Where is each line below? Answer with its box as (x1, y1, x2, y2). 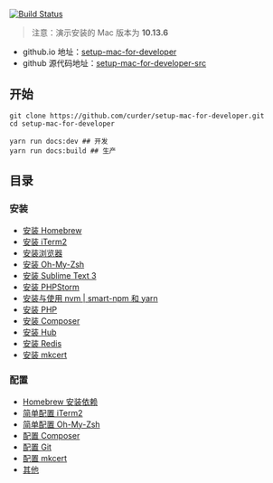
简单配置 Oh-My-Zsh (22, 419, 101, 430)
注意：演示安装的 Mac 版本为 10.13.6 (31, 27, 169, 38)
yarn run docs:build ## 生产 (9, 146, 117, 156)
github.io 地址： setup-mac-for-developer (22, 46, 177, 57)
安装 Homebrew (22, 224, 82, 235)
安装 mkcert (22, 349, 68, 360)
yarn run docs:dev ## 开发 (9, 137, 108, 146)
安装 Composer (22, 315, 80, 326)
